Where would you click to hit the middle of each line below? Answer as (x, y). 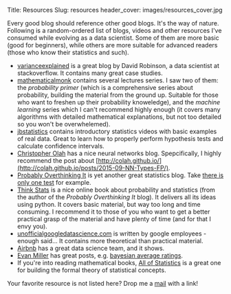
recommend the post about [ (57, 160)
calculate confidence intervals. (60, 146)
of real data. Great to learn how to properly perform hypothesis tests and (120, 139)
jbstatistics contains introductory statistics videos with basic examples (117, 131)
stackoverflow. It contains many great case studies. (90, 73)
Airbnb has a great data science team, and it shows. (91, 248)
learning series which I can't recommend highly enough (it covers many (119, 110)
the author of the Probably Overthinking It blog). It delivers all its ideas (117, 197)
